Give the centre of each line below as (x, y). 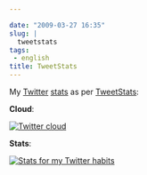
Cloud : (22, 109)
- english (31, 59)
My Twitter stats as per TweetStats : (74, 91)
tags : (19, 50)
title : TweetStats (43, 67)
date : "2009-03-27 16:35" (57, 25)
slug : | (24, 33)
